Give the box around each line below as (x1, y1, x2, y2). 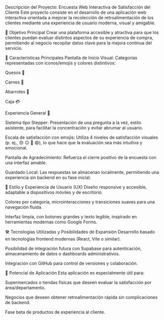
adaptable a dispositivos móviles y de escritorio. (5, 190, 103, 195)
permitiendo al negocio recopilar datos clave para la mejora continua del (5, 40, 152, 46)
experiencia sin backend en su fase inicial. (5, 175, 91, 180)
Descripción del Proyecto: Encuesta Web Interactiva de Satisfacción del (5, 4, 151, 10)
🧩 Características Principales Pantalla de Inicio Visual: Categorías (5, 55, 137, 61)
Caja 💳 (5, 99, 21, 104)
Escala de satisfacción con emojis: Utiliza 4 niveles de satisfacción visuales (5, 134, 159, 140)
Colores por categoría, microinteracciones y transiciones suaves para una (5, 199, 155, 204)
